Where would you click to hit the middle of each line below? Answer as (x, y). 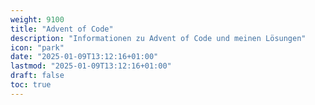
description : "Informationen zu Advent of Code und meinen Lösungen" (158, 38)
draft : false (37, 76)
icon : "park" (37, 47)
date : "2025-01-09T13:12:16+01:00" (84, 57)
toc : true (31, 85)
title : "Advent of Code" (62, 29)
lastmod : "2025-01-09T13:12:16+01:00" (91, 66)
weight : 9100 (37, 19)
